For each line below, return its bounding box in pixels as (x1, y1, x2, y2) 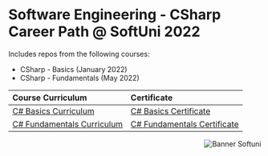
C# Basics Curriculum (12, 106, 95, 117)
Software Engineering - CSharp (8, 6, 221, 24)
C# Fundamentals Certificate (130, 118, 239, 130)
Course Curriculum (12, 92, 87, 103)
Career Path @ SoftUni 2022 (8, 22, 201, 41)
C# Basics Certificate (130, 106, 211, 117)
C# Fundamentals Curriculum (12, 118, 123, 130)
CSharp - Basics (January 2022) (19, 64, 128, 74)
